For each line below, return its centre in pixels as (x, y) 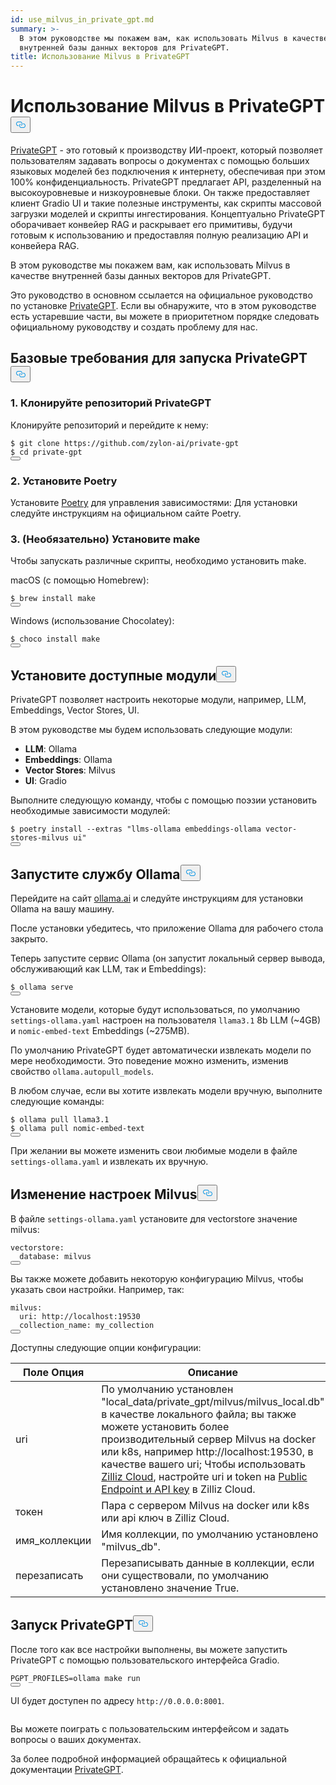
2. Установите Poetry (64, 481)
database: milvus (55, 1256)
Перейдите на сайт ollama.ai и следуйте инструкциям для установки (157, 898)
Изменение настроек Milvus (104, 1194)
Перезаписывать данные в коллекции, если (208, 1563)
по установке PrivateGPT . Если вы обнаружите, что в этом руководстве (163, 306)
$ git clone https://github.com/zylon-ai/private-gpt (125, 443)
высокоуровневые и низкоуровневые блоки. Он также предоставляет (160, 193)
